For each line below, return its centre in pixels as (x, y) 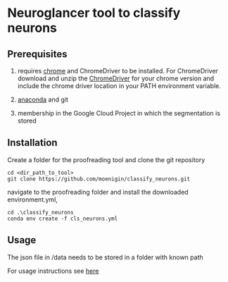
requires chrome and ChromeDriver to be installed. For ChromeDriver (118, 71)
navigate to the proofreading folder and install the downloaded (98, 192)
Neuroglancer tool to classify (94, 13)
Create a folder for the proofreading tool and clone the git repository (106, 159)
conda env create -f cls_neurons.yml (63, 219)
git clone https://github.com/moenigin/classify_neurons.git (99, 179)
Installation (32, 143)
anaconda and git (43, 99)
